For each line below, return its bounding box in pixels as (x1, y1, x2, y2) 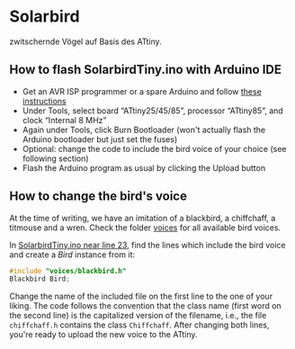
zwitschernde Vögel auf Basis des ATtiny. (9, 36, 162, 47)
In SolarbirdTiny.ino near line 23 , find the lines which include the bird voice (9, 239, 286, 250)
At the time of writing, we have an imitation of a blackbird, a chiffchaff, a (9, 212, 276, 223)
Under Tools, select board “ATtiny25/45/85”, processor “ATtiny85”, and (22, 105, 283, 116)
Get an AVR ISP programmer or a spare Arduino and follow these (22, 85, 263, 96)
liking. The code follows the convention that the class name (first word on (9, 300, 282, 311)
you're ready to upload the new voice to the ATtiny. (9, 329, 198, 340)
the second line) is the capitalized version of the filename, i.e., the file (9, 310, 267, 321)
